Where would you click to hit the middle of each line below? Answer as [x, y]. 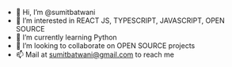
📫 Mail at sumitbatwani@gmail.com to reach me [95, 54]
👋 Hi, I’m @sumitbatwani [55, 12]
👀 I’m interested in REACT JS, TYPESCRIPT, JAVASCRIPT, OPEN [120, 20]
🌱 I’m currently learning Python [66, 37]
